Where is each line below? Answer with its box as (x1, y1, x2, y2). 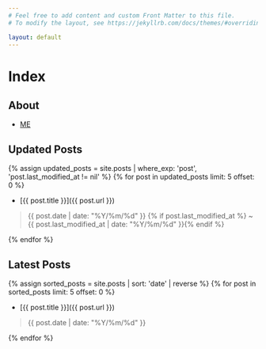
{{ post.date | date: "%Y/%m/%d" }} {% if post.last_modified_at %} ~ (27, 211, 253, 221)
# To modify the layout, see (8, 19, 104, 27)
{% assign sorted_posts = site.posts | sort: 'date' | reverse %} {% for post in (8, 279, 256, 288)
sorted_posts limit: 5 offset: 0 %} (8, 287, 116, 297)
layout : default (8, 33, 62, 41)
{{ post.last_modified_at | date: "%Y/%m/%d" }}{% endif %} (27, 219, 225, 230)
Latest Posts (8, 258, 71, 271)
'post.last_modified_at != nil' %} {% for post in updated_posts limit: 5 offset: (8, 172, 255, 182)
